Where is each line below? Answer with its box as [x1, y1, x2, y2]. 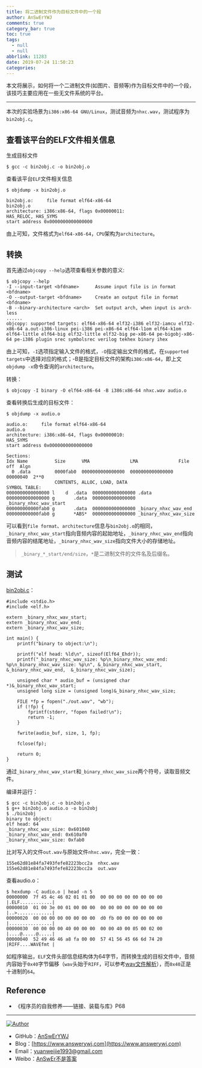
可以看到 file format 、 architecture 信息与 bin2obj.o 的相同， [6, 522, 156, 529]
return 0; [17, 751, 42, 757]
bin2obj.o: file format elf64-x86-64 [6, 198, 112, 204]
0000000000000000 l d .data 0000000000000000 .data [6, 490, 152, 496]
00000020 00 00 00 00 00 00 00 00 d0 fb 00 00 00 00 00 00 [6, 915, 163, 921]
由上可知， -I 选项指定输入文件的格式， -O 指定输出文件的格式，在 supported [6, 348, 189, 355]
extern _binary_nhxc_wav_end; [6, 619, 82, 626]
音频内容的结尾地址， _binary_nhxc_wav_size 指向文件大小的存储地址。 [6, 537, 179, 545]
